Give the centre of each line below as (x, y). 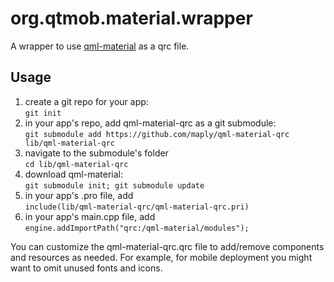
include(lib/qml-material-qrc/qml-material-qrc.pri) (137, 207)
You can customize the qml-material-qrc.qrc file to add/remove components (167, 246)
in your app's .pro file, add (79, 195)
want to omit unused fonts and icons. (86, 268)
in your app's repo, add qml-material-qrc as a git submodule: (150, 123)
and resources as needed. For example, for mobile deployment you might (161, 257)
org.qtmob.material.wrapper (131, 18)
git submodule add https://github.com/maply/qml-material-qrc (157, 134)
